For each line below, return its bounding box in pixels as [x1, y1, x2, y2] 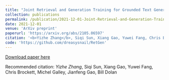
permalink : [5, 17, 28, 22]
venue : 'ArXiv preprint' [5, 26, 57, 31]
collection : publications [5, 12, 59, 17]
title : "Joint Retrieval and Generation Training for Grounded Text [5, 7, 152, 13]
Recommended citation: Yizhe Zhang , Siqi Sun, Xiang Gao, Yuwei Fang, [5, 63, 153, 69]
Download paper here [5, 54, 50, 60]
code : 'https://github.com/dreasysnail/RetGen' [5, 40, 107, 45]
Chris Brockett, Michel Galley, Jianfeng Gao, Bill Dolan [5, 69, 117, 75]
